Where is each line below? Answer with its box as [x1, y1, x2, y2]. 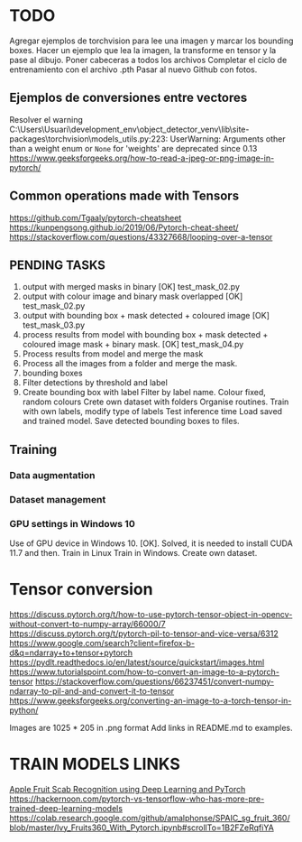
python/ [9, 705, 39, 716]
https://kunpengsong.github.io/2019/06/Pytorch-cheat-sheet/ [9, 222, 239, 233]
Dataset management [9, 493, 106, 505]
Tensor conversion [9, 579, 153, 600]
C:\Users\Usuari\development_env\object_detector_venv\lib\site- [9, 124, 250, 134]
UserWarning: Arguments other [169, 133, 286, 144]
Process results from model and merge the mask [22, 348, 204, 359]
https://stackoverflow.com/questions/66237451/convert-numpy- [34, 676, 275, 687]
